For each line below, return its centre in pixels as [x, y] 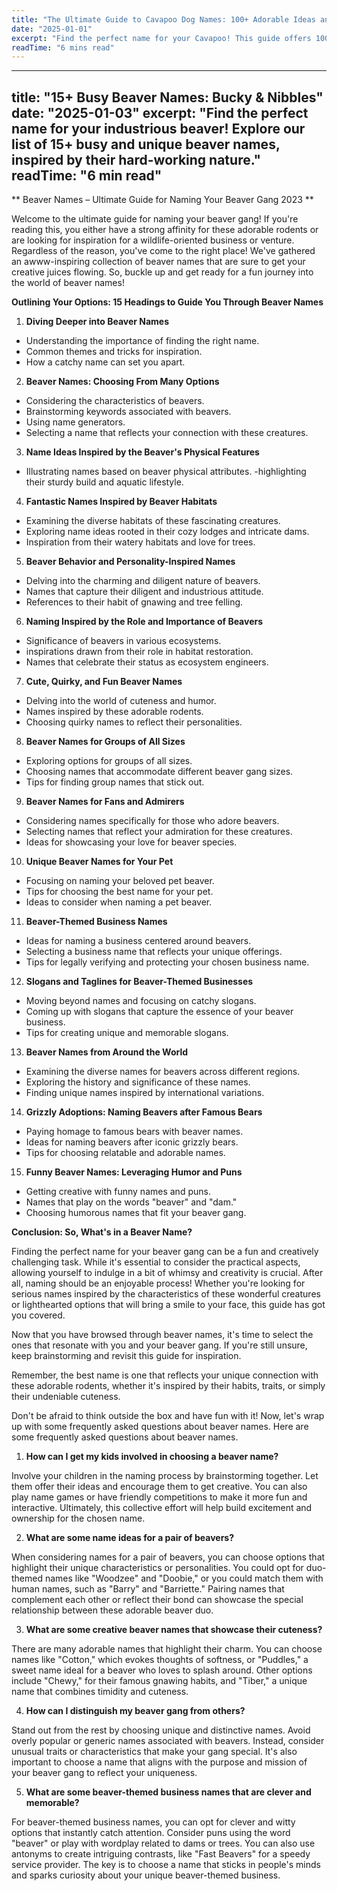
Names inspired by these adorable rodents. [114, 712]
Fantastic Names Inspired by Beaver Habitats [121, 502]
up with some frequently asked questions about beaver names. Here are [160, 1427]
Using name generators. [75, 422]
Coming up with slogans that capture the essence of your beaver [159, 1012]
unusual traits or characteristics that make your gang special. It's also [154, 1752]
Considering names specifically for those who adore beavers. [152, 821]
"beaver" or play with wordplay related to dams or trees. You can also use [163, 1843]
